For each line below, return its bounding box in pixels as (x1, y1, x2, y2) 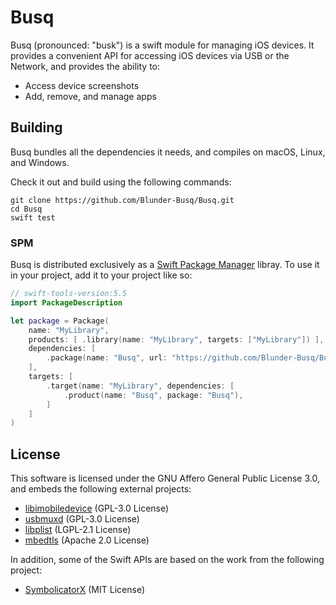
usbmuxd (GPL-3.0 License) (24, 513, 140, 525)
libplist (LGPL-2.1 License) (24, 524, 132, 536)
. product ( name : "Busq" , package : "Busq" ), (63, 390, 244, 400)
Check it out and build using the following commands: (10, 176, 232, 188)
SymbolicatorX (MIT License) (24, 584, 145, 596)
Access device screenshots (24, 79, 140, 91)
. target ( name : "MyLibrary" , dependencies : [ (46, 381, 235, 391)
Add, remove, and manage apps (24, 90, 157, 102)
